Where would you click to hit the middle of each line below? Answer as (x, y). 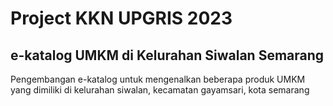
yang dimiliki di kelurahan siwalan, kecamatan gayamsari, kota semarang (160, 90)
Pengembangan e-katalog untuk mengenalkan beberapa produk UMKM (158, 79)
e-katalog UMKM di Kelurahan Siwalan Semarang (167, 55)
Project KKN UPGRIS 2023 (121, 18)
